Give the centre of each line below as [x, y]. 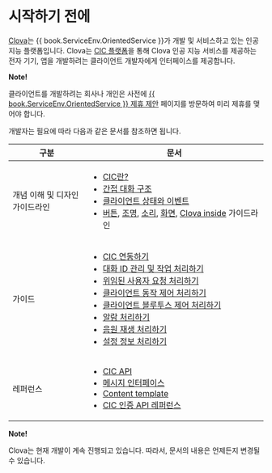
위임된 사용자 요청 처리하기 [151, 281]
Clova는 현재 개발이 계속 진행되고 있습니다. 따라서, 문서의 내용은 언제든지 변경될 [134, 450]
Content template [135, 393]
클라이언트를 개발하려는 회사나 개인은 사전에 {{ [82, 93]
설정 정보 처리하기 [135, 341]
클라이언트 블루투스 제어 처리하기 [162, 305]
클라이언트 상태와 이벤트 [146, 201]
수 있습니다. [27, 460]
